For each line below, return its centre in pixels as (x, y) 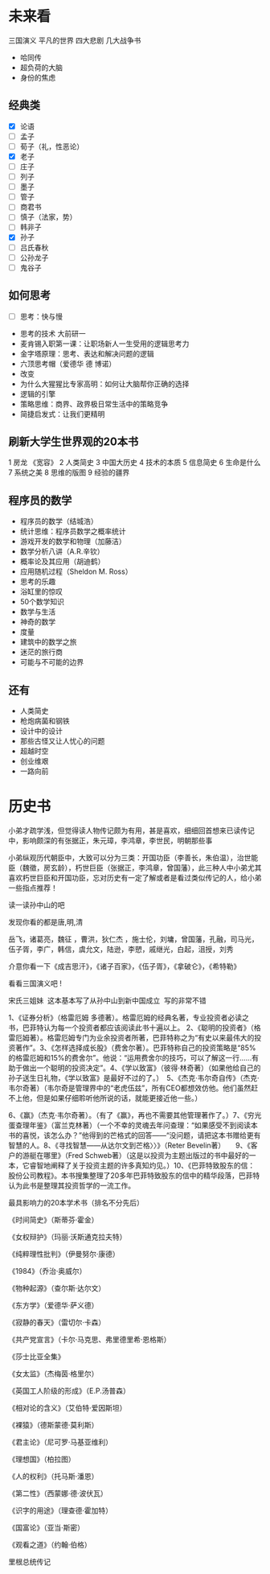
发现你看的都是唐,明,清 (46, 921)
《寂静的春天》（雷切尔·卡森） (57, 1322)
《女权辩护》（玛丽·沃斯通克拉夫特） (67, 1237)
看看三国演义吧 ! (35, 983)
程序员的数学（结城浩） (59, 521)
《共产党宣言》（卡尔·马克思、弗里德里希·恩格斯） (90, 1339)
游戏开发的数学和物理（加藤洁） (73, 542)
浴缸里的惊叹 (41, 591)
